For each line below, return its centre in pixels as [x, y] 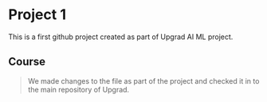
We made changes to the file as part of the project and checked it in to [143, 80]
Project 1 [37, 15]
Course [27, 62]
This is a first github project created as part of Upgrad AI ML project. [121, 37]
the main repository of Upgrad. [79, 89]
